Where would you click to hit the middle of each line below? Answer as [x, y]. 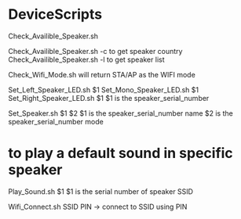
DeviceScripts [55, 14]
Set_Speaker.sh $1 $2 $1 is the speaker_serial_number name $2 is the [120, 113]
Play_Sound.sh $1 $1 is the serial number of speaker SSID [101, 191]
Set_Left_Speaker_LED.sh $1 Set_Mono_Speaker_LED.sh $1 [103, 90]
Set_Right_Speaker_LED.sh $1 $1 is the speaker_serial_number [109, 98]
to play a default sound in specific [120, 153]
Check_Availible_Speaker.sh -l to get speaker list [86, 59]
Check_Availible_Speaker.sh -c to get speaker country [95, 51]
